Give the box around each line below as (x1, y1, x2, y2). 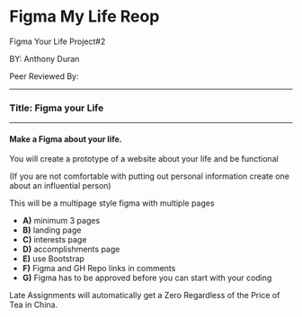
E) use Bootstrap (22, 253, 85, 264)
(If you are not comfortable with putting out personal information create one (9, 171, 290, 181)
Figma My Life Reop (9, 6, 160, 27)
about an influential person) (9, 181, 111, 191)
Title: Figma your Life (9, 101, 104, 114)
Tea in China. (9, 299, 58, 311)
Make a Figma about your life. (9, 133, 123, 145)
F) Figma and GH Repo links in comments (22, 263, 176, 274)
